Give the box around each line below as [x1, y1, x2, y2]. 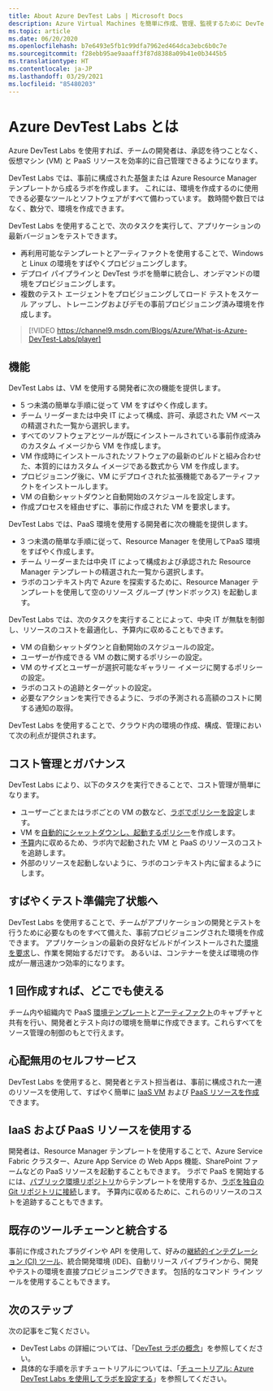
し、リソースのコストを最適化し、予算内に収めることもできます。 [8, 625, 228, 635]
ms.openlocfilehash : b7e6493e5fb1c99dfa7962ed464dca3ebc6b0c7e [8, 42, 227, 50]
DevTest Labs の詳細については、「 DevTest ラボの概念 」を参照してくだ [19, 1343, 257, 1353]
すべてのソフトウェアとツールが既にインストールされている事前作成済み [19, 431, 262, 441]
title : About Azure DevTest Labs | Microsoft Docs [8, 11, 184, 20]
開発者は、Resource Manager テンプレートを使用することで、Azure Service [8, 1146, 263, 1156]
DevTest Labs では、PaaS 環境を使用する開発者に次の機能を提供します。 [8, 519, 253, 529]
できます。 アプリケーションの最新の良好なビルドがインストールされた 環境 [8, 937, 258, 947]
